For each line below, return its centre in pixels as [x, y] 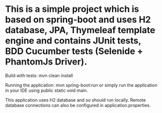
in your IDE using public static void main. [47, 90]
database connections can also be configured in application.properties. [78, 105]
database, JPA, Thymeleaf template [80, 30]
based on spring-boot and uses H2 [78, 20]
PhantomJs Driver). [46, 62]
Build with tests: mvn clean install [39, 75]
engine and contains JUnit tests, [73, 41]
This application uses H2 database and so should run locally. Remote [76, 100]
